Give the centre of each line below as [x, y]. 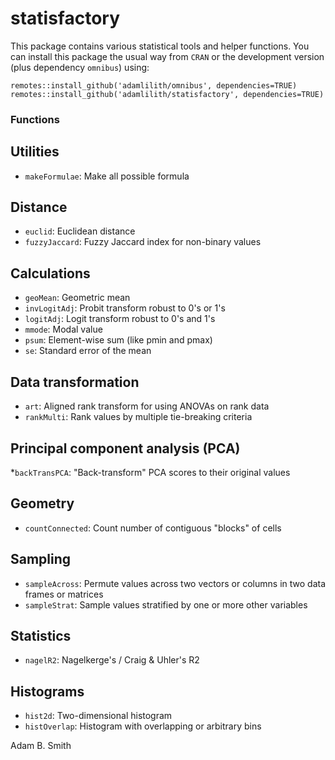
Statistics [41, 635]
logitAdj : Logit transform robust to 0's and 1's [120, 319]
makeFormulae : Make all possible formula [107, 176]
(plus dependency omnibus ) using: [80, 67]
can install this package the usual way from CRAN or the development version [167, 56]
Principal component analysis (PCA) [125, 448]
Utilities [35, 152]
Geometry [42, 503]
